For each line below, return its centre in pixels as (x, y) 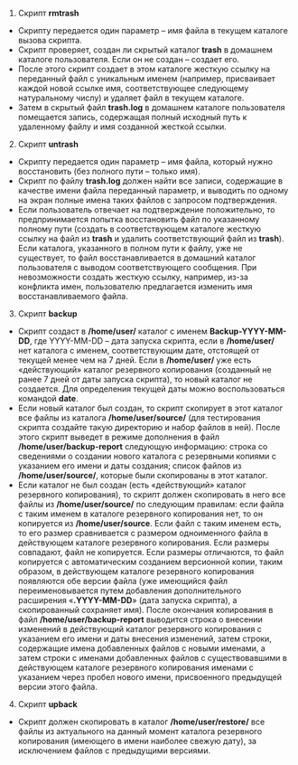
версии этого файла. (57, 687)
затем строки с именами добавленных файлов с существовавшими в (152, 658)
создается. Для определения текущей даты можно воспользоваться (151, 389)
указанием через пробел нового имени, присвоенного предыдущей (150, 677)
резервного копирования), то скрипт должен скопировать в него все (152, 495)
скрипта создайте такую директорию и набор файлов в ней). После (149, 427)
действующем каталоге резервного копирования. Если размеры (143, 543)
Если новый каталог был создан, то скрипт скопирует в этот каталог (150, 408)
